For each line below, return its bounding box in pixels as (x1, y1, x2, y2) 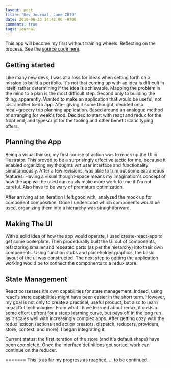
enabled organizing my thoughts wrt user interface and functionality (5, 162, 149, 168)
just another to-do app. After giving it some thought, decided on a (5, 101, 144, 107)
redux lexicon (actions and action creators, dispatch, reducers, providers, (5, 321, 160, 327)
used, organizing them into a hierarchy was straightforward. (5, 205, 131, 211)
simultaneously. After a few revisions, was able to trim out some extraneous (5, 167, 164, 174)
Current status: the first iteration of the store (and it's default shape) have (5, 336, 160, 342)
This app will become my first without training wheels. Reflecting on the (5, 40, 156, 46)
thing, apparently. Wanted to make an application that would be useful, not (5, 95, 162, 102)
